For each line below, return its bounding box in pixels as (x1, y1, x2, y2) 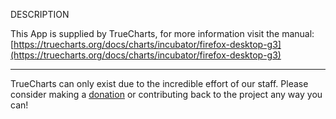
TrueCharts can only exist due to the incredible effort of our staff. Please (10, 78, 309, 89)
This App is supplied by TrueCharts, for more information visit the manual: (10, 28, 315, 39)
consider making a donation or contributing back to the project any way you (10, 89, 323, 100)
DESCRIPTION (10, 9, 70, 20)
